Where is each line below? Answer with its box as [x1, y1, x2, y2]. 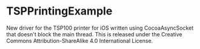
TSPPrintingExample [6, 4, 113, 18]
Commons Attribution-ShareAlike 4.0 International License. [6, 37, 153, 44]
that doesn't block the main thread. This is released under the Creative [6, 30, 183, 38]
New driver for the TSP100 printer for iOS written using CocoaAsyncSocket [6, 24, 194, 31]
